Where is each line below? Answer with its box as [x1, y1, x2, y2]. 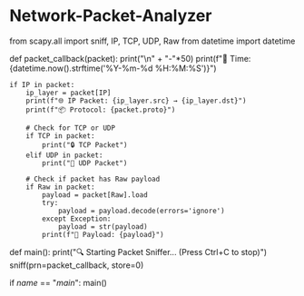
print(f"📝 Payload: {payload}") [42, 230, 165, 239]
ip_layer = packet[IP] [25, 88, 112, 97]
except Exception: [42, 214, 112, 223]
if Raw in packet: [25, 183, 95, 192]
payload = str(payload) [57, 222, 148, 232]
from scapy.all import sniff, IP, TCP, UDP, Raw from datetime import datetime [9, 35, 296, 46]
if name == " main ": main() [9, 277, 107, 288]
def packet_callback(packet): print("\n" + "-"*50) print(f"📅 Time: [9, 53, 251, 64]
